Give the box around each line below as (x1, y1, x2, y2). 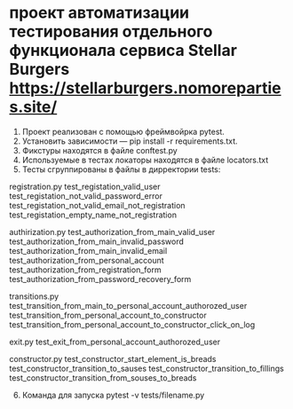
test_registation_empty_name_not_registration (9, 209, 178, 220)
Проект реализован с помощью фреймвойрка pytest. (21, 126, 225, 137)
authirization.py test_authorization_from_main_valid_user (9, 226, 216, 237)
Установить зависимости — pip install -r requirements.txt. (21, 136, 238, 146)
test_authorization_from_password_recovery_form (9, 273, 192, 284)
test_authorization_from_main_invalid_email (9, 245, 168, 256)
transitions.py (9, 291, 59, 302)
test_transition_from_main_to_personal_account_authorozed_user (9, 300, 248, 311)
